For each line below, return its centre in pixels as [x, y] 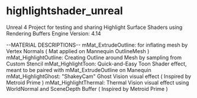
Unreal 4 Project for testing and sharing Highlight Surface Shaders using [94, 27]
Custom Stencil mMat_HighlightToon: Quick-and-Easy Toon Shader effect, [96, 64]
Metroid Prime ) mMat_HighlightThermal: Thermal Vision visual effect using [98, 82]
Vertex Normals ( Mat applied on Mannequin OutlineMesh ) [78, 51]
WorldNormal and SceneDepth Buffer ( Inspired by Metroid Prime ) [87, 89]
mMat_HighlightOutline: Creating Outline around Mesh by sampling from [94, 57]
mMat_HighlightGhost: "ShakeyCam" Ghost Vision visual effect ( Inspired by [98, 76]
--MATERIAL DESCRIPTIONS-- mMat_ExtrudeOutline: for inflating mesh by [97, 45]
